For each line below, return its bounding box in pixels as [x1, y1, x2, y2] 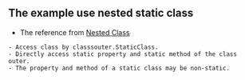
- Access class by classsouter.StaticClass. [8, 43, 159, 51]
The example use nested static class [8, 6, 194, 20]
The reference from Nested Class [19, 27, 130, 37]
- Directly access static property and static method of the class [8, 50, 238, 58]
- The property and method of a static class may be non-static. [8, 64, 230, 72]
